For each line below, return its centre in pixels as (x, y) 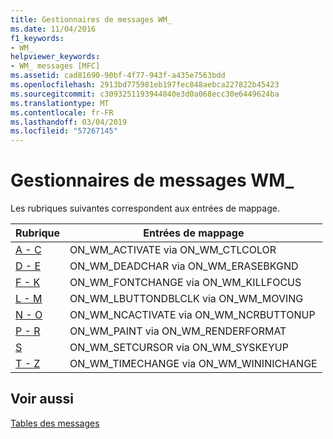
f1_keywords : (37, 38)
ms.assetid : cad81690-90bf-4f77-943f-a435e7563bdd (118, 76)
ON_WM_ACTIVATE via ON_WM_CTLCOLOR (173, 250)
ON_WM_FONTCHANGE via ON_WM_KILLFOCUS (185, 283)
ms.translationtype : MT (60, 103)
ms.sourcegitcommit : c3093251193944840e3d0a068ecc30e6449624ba (145, 94)
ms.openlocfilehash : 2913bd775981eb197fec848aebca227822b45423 (145, 85)
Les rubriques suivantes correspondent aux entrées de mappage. (145, 208)
